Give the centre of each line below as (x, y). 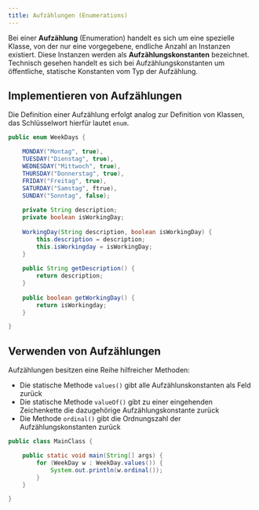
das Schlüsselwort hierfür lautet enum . (69, 123)
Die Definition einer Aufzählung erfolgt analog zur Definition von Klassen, (126, 115)
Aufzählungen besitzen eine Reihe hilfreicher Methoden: (99, 370)
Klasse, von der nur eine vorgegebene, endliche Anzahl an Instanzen (119, 46)
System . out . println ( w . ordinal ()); (106, 470)
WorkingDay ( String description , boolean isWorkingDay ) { (117, 232)
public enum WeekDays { (47, 138)
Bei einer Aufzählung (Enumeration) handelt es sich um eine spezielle (122, 38)
